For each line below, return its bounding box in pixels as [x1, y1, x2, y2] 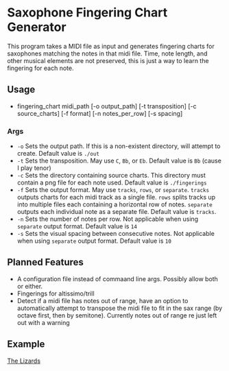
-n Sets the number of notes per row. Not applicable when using [16, 215, 199, 224]
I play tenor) [16, 164, 51, 172]
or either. [16, 282, 43, 290]
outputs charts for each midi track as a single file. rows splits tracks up [16, 193, 216, 202]
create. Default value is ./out [16, 149, 99, 158]
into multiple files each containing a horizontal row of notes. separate [16, 200, 213, 208]
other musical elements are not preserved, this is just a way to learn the [7, 56, 209, 64]
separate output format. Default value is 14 [16, 222, 137, 230]
